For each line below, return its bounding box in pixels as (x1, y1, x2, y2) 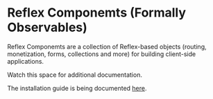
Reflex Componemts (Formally (7, 5, 186, 21)
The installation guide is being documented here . (7, 84, 147, 92)
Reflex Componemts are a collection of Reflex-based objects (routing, (7, 42, 207, 51)
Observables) (7, 19, 88, 35)
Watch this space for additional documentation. (7, 71, 142, 79)
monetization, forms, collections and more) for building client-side (7, 50, 196, 58)
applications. (7, 57, 44, 65)
